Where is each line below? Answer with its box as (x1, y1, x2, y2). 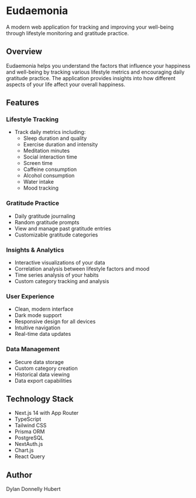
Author (6, 470, 32, 480)
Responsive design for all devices (14, 318, 96, 325)
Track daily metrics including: (14, 129, 86, 136)
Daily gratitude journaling (14, 212, 75, 219)
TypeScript (14, 415, 42, 423)
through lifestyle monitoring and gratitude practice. (6, 29, 129, 36)
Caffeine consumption (23, 166, 77, 173)
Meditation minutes (23, 147, 70, 154)
